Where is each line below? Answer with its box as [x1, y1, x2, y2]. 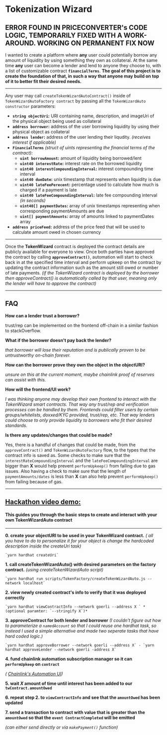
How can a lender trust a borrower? [5, 312, 80, 319]
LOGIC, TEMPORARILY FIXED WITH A [5, 31, 123, 39]
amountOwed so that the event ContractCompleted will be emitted [5, 715, 135, 721]
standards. [5, 422, 27, 428]
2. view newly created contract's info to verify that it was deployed [5, 589, 146, 595]
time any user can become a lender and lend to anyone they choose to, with [5, 63, 162, 68]
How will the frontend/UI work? [5, 386, 71, 392]
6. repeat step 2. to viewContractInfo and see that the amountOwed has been [5, 695, 161, 701]
